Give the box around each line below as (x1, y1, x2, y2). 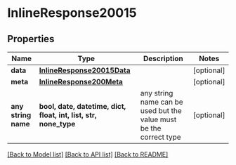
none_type (39, 119, 76, 128)
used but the (140, 106, 183, 115)
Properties (7, 33, 55, 45)
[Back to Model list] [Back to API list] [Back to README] (7, 150, 169, 159)
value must (140, 114, 177, 124)
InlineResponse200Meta (39, 77, 123, 86)
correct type (140, 132, 181, 142)
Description (143, 54, 184, 63)
